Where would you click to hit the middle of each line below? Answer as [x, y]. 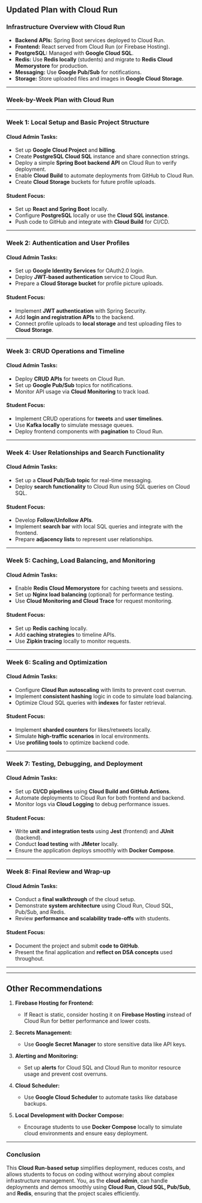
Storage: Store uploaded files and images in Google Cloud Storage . [99, 78]
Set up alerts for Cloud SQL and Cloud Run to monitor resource [103, 1068]
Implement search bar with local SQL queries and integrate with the [99, 527]
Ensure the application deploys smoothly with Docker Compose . [95, 851]
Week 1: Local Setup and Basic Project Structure [78, 122]
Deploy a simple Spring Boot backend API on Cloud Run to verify [96, 163]
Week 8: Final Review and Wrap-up [59, 872]
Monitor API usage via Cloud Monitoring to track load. [82, 391]
